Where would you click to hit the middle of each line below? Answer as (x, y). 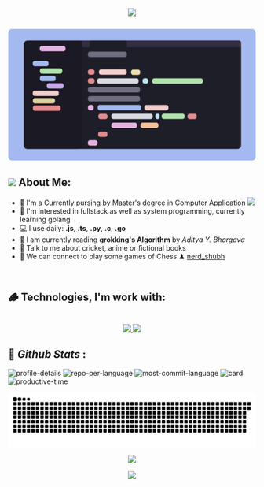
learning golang (45, 219)
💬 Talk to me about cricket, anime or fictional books (103, 247)
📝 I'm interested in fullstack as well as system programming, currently (132, 210)
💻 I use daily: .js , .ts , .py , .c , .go (73, 228)
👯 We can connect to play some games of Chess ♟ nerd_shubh (122, 256)
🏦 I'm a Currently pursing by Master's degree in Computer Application (132, 203)
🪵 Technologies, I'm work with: (87, 297)
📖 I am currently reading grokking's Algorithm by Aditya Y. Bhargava (132, 240)
